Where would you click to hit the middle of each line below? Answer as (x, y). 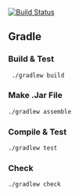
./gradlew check (34, 184)
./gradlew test (33, 148)
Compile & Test (38, 132)
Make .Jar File (35, 96)
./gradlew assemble (40, 111)
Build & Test (31, 59)
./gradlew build (38, 75)
